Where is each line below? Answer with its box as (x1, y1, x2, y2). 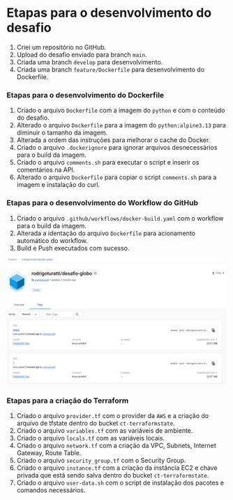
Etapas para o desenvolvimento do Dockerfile (6, 90, 165, 99)
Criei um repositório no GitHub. (16, 43, 107, 51)
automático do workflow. (16, 236, 89, 244)
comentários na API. (16, 166, 75, 174)
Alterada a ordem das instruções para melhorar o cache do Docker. (16, 136, 211, 144)
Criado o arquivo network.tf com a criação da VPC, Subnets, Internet (16, 441, 217, 450)
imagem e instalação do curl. (16, 181, 100, 189)
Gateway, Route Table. (16, 449, 82, 457)
